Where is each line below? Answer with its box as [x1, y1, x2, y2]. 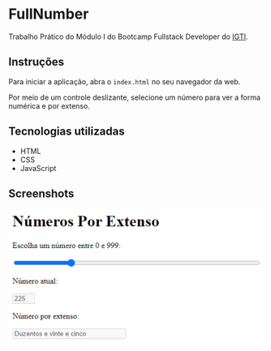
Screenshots [8, 186, 75, 200]
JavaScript [19, 163, 57, 173]
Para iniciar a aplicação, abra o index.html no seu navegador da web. [8, 76, 241, 86]
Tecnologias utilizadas [8, 125, 125, 139]
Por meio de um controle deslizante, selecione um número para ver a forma [8, 92, 261, 102]
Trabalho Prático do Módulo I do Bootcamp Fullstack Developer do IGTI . [8, 32, 248, 41]
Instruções [8, 55, 65, 69]
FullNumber [8, 5, 89, 24]
